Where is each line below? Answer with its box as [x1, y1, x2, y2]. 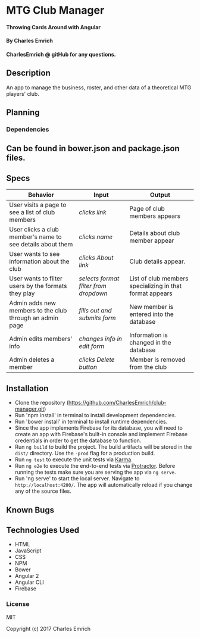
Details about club [129, 229, 180, 237]
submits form [79, 314, 116, 322]
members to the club [9, 307, 67, 315]
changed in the [129, 339, 171, 347]
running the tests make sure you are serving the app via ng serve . [14, 468, 176, 476]
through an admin [9, 314, 58, 322]
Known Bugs [6, 505, 55, 515]
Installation [6, 383, 49, 393]
